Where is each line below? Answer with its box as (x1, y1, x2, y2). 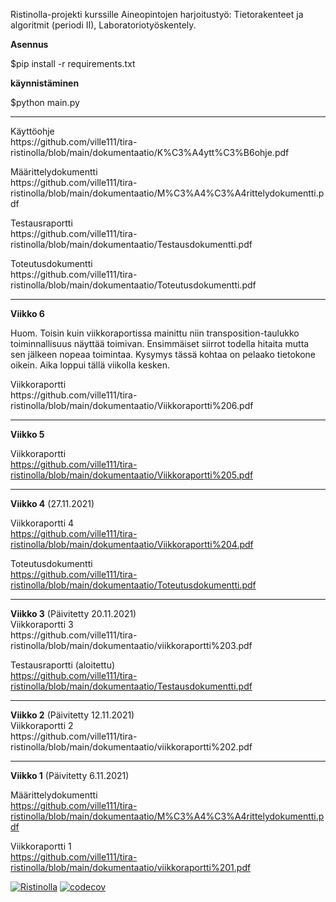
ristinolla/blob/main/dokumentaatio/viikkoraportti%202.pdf (10, 741, 253, 753)
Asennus (10, 39, 49, 50)
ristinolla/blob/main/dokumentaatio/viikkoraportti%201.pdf (10, 862, 252, 873)
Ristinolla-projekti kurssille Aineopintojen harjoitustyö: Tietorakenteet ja (10, 9, 304, 20)
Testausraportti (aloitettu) (10, 659, 116, 671)
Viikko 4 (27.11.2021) (10, 498, 95, 509)
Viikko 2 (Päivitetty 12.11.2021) (10, 709, 135, 721)
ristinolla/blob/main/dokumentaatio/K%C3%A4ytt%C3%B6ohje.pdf (10, 147, 290, 158)
